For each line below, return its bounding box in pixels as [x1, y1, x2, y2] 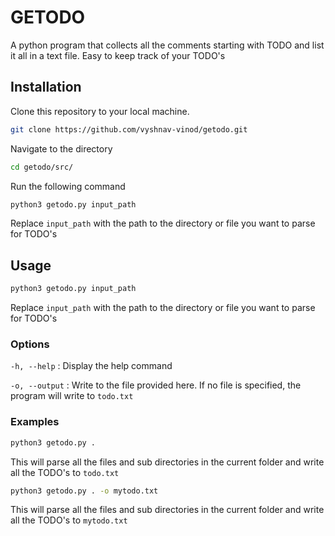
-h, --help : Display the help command [10, 360, 173, 372]
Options [10, 337, 50, 351]
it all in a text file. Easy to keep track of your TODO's [10, 49, 226, 61]
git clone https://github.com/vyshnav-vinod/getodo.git [10, 124, 248, 135]
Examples [10, 415, 60, 429]
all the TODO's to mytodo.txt [10, 514, 128, 526]
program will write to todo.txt [10, 390, 134, 402]
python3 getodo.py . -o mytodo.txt [10, 486, 159, 496]
